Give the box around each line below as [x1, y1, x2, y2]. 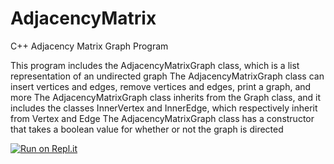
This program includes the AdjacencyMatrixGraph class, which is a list [10, 59, 300, 71]
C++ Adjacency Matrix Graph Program [10, 40, 169, 52]
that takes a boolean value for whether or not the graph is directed [10, 123, 284, 135]
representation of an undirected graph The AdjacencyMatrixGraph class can [10, 70, 325, 82]
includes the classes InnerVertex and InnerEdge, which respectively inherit [10, 102, 318, 114]
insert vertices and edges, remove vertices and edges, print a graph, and [10, 80, 312, 92]
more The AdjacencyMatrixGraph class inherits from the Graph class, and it [10, 91, 322, 103]
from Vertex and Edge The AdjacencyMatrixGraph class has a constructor [10, 112, 315, 124]
